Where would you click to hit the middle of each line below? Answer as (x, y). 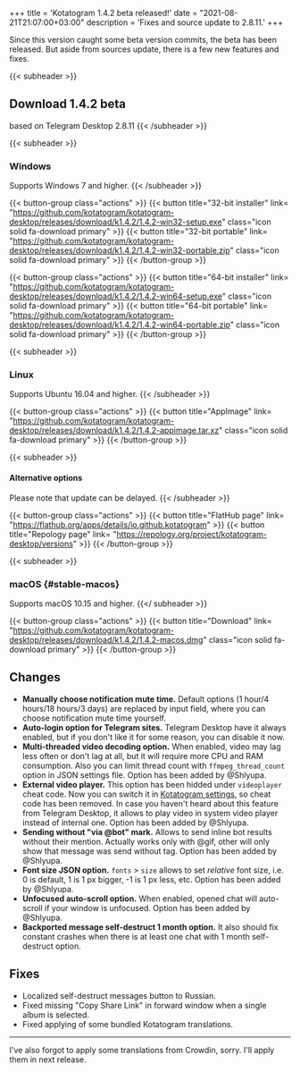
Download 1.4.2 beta (68, 104)
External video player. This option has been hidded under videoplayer (152, 784)
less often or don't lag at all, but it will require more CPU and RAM (143, 755)
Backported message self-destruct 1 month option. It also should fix (150, 927)
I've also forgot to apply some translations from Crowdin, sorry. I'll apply (142, 1050)
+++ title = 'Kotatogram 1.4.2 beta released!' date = (104, 13)
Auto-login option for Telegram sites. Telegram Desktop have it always (154, 727)
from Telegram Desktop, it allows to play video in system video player (150, 813)
